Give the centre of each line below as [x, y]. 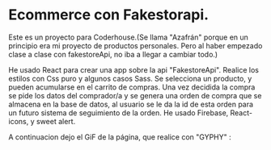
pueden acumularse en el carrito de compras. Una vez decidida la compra [132, 87]
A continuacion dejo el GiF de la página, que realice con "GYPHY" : [120, 137]
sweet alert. [56, 121]
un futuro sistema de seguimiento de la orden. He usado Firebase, [119, 112]
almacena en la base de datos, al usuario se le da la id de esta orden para [131, 104]
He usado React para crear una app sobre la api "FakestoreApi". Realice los [133, 69]
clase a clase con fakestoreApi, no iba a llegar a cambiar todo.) [113, 54]
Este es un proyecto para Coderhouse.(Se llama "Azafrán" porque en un [129, 37]
